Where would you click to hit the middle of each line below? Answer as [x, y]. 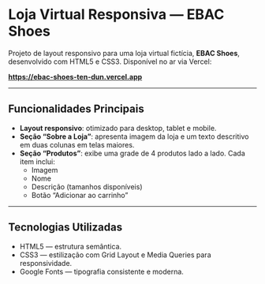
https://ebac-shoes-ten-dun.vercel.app [75, 77]
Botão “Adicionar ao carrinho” [80, 195]
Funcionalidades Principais [76, 109]
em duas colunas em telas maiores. [77, 144]
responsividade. [46, 263]
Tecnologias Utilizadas [65, 228]
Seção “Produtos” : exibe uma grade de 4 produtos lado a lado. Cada [132, 153]
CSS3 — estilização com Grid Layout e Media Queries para [115, 255]
